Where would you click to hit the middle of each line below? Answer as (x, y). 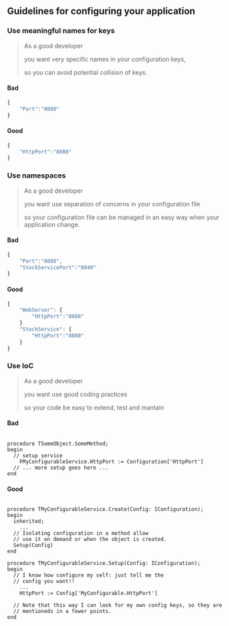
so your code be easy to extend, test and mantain (94, 407)
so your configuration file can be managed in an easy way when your (121, 217)
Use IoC (21, 366)
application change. (52, 224)
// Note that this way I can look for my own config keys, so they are (118, 605)
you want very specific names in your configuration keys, (105, 59)
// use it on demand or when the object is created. (90, 540)
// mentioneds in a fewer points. (62, 612)
